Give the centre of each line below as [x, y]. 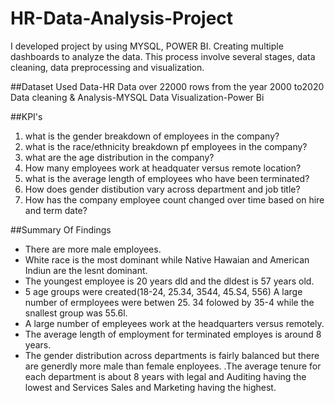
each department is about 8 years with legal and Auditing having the [165, 376]
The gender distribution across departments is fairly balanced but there [172, 355]
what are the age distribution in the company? [119, 157]
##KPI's [26, 116]
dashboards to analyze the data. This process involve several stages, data [163, 56]
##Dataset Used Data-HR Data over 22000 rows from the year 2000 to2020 [167, 86]
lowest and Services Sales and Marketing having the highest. [150, 387]
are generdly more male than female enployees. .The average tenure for [173, 366]
